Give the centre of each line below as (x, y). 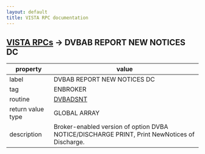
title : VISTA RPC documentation (47, 18)
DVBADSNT (70, 100)
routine (20, 100)
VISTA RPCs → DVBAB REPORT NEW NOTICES (96, 42)
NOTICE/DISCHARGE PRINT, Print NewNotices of (124, 134)
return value (27, 109)
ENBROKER (70, 89)
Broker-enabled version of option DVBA (111, 127)
